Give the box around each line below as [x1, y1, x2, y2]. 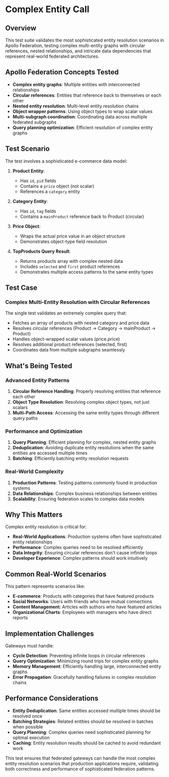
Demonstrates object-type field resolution [20, 238, 107, 244]
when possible [12, 723, 43, 730]
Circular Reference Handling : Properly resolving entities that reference [12, 388, 161, 394]
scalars [12, 404, 28, 410]
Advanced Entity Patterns [5, 376, 70, 383]
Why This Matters [5, 510, 63, 519]
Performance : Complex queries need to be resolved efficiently [12, 545, 143, 551]
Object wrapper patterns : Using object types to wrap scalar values [12, 108, 153, 114]
